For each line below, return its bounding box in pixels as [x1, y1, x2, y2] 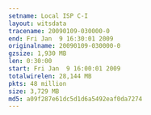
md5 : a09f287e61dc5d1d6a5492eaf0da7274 [8, 95, 143, 103]
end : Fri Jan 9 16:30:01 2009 [8, 34, 114, 43]
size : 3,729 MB [8, 87, 60, 96]
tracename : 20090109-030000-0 [8, 27, 111, 35]
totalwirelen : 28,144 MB [8, 72, 92, 80]
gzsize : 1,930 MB [8, 49, 67, 57]
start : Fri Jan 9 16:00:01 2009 [8, 65, 121, 73]
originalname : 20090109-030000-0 [8, 42, 121, 50]
